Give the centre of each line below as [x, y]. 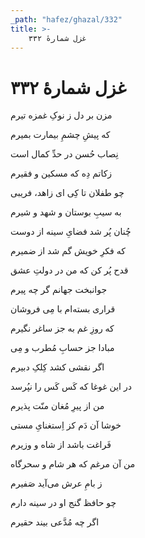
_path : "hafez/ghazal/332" [66, 19]
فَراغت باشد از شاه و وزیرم [61, 445]
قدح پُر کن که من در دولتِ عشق [69, 270]
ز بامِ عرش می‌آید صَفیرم [56, 483]
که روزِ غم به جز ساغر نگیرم [62, 328]
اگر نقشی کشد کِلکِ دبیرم [57, 367]
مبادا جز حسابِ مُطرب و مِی [62, 348]
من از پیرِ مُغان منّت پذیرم [57, 406]
